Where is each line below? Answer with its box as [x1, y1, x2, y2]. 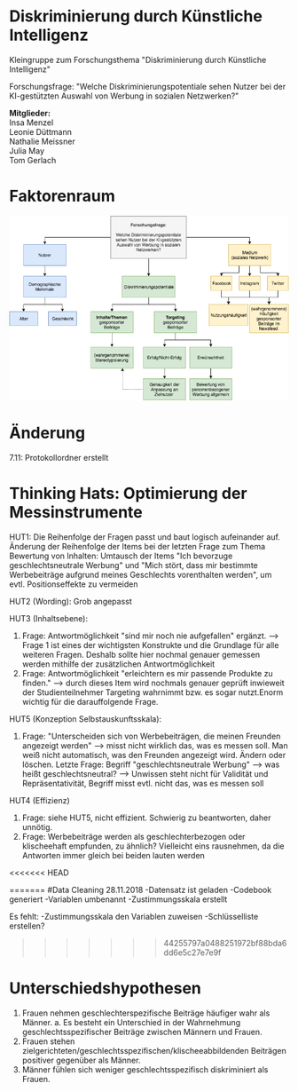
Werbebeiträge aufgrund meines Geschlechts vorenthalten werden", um [9, 569, 272, 580]
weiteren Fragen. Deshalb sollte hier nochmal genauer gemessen [21, 649, 260, 660]
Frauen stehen [21, 1036, 75, 1047]
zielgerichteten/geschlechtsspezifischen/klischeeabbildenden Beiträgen [21, 1045, 286, 1055]
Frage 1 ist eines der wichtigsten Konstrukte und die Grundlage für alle [21, 639, 279, 650]
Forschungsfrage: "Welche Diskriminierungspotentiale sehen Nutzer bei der [9, 81, 286, 91]
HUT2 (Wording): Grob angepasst [9, 596, 133, 606]
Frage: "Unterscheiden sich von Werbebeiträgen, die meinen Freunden [21, 731, 281, 741]
